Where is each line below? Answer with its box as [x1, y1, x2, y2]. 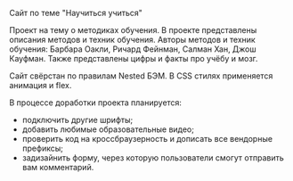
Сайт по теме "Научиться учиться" [9, 8, 142, 18]
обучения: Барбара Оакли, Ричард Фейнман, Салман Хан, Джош [9, 44, 256, 54]
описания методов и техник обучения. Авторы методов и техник [9, 35, 256, 45]
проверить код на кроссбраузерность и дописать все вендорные [21, 134, 273, 144]
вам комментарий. [21, 162, 94, 172]
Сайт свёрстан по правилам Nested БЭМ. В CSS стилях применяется [9, 70, 273, 81]
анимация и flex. [9, 80, 72, 90]
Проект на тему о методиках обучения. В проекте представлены [9, 25, 257, 35]
